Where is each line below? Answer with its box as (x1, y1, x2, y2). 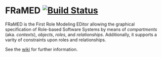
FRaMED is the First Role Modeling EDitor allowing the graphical (5, 21, 135, 27)
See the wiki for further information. (5, 46, 78, 52)
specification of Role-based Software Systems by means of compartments (5, 26, 157, 32)
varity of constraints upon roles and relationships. (5, 37, 106, 43)
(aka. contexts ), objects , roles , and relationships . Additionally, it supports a (5, 31, 157, 37)
